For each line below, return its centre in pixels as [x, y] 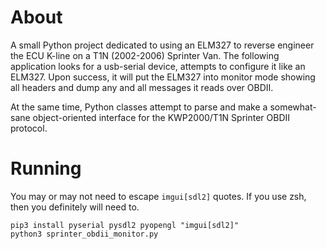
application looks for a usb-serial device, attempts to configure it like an [158, 66]
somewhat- [293, 107]
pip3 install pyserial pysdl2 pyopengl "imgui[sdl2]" [125, 225]
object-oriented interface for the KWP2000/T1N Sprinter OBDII [161, 117]
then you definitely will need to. [75, 207]
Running [46, 168]
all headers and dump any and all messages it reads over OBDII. [142, 87]
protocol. [29, 128]
